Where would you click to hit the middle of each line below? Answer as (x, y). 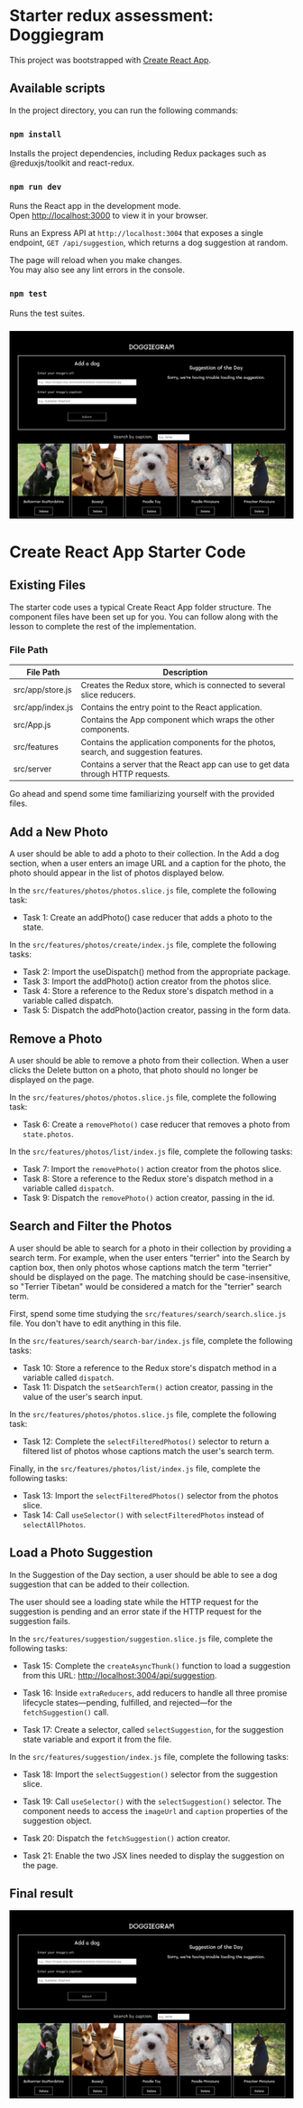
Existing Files (48, 586)
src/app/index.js (43, 707)
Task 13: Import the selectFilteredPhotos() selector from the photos (150, 1495)
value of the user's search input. (83, 1396)
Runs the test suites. (47, 313)
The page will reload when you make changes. (96, 260)
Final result (41, 1893)
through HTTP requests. (125, 773)
